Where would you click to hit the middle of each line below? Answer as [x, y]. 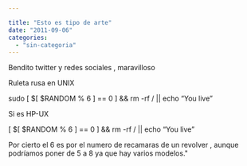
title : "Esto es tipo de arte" [60, 22]
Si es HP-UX [29, 114]
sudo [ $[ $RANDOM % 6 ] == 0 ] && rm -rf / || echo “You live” [111, 99]
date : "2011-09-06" [41, 30]
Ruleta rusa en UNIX [41, 83]
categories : [28, 38]
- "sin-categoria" [46, 45]
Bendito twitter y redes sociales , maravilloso [82, 68]
